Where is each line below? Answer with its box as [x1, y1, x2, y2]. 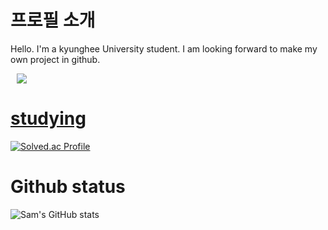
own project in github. [10, 53, 101, 65]
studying [10, 107, 87, 130]
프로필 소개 [10, 9, 96, 32]
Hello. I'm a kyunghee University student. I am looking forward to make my [10, 42, 318, 55]
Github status [10, 176, 126, 198]
